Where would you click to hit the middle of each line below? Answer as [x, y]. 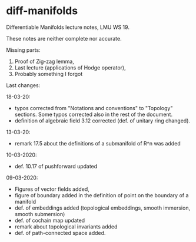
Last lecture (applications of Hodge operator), [70, 67]
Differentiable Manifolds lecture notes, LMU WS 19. [68, 27]
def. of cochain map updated [50, 220]
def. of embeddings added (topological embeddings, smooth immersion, [102, 208]
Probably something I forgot [49, 74]
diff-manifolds [42, 11]
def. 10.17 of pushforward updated [56, 166]
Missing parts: [23, 50]
